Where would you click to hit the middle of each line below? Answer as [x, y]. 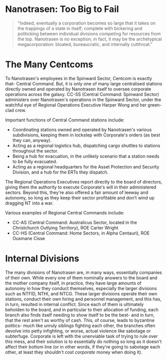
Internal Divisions [42, 259]
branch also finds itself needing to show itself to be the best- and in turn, [80, 315]
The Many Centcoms [49, 65]
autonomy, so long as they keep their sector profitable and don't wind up [80, 197]
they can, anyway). [32, 140]
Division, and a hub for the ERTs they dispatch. [60, 172]
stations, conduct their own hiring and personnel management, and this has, [83, 299]
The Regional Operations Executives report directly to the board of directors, [84, 181]
